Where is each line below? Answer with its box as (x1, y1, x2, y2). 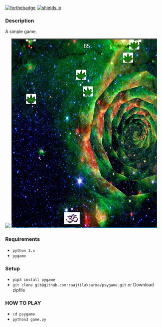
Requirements (5, 236, 40, 243)
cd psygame (12, 312, 35, 317)
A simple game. (5, 29, 37, 35)
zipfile (12, 287, 25, 293)
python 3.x (12, 248, 35, 253)
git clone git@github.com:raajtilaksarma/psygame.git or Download (12, 281, 154, 287)
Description (5, 17, 34, 24)
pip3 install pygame (12, 277, 55, 282)
